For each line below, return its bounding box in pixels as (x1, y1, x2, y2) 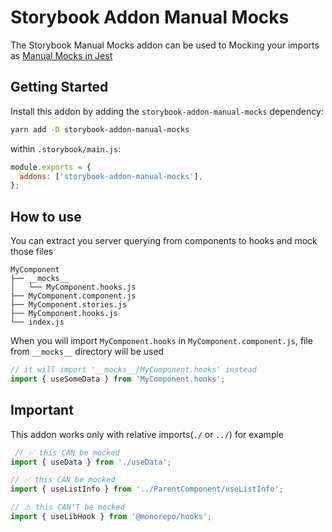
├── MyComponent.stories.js (10, 300, 128, 310)
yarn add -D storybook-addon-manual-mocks (10, 124, 190, 135)
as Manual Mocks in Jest (10, 49, 113, 61)
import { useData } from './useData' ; (10, 457, 172, 467)
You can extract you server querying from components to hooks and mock (10, 235, 318, 247)
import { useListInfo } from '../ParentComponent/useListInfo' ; (10, 484, 284, 495)
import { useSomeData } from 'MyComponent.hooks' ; (10, 374, 226, 384)
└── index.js (10, 317, 65, 328)
